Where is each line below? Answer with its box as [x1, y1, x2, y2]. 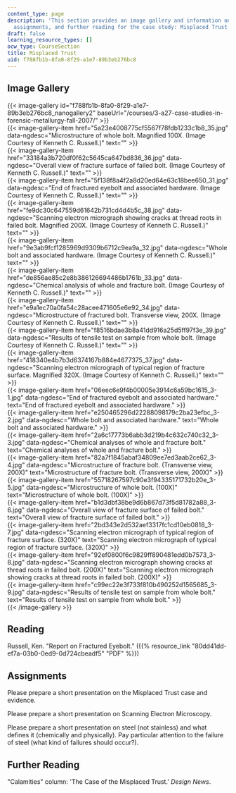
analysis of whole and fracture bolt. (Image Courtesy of [64, 281, 225, 289]
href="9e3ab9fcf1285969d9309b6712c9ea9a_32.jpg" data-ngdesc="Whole [7, 243, 228, 252]
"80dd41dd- [192, 642, 227, 651]
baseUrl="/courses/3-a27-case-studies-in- [97, 109, 223, 117]
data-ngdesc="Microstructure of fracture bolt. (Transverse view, [26, 460, 213, 469]
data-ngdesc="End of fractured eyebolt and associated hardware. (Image [7, 183, 221, 192]
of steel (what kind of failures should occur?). [7, 738, 139, 747]
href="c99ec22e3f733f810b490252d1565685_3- [74, 580, 218, 589]
